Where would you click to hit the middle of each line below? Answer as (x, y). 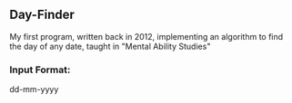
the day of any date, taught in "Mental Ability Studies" (110, 46)
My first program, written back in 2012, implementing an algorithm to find (146, 36)
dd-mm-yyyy (34, 89)
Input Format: (40, 70)
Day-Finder (42, 15)
